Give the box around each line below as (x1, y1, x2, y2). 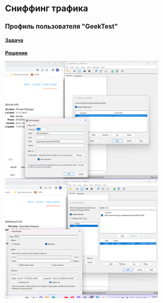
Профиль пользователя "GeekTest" (5, 22, 118, 31)
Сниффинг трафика (5, 3, 88, 14)
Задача (5, 37, 23, 44)
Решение (5, 49, 28, 56)
